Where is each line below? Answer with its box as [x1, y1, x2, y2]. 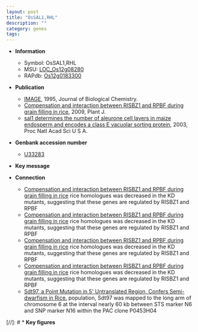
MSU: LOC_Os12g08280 [23, 66, 84, 73]
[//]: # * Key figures [6, 319, 55, 326]
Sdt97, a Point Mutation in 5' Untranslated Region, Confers [23, 288, 169, 295]
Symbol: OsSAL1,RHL [23, 60, 77, 67]
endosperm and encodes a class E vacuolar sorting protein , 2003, [23, 121, 188, 128]
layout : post [6, 8, 39, 15]
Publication [14, 84, 45, 91]
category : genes [6, 25, 47, 32]
